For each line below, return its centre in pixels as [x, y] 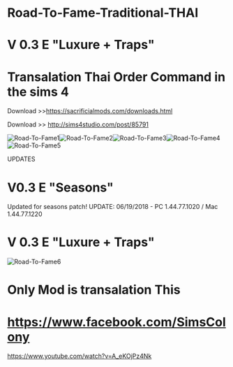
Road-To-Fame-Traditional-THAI [103, 13]
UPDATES [21, 159]
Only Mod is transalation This [94, 290]
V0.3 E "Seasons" [60, 187]
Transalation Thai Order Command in [116, 77]
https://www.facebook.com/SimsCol [117, 322]
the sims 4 [38, 92]
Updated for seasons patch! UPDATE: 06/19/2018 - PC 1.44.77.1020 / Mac [113, 207]
